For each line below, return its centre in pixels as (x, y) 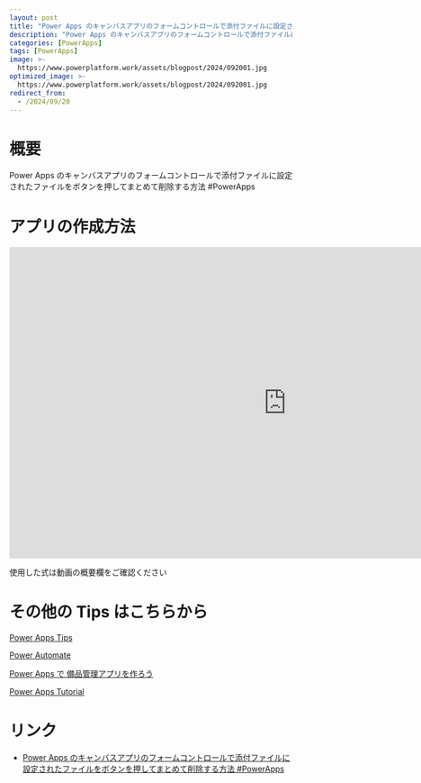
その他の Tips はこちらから (109, 612)
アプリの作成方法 (73, 227)
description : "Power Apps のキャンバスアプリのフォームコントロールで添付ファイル (150, 34)
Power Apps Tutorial (47, 692)
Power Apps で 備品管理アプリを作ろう (81, 674)
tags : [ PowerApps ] (44, 51)
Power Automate (40, 655)
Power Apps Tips (41, 638)
